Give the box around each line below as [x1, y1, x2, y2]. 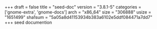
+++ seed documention [4, 19, 52, 25]
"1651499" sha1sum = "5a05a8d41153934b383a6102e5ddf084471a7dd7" [4, 14, 153, 20]
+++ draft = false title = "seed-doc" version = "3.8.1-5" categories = [4, 4, 141, 10]
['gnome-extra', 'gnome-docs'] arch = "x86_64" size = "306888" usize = [4, 9, 152, 15]
